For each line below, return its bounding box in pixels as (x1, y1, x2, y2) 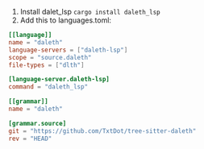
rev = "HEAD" (8, 135, 52, 143)
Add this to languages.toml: (19, 15, 111, 25)
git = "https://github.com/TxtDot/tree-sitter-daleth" (8, 126, 197, 135)
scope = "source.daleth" (8, 53, 92, 61)
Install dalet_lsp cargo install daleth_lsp (19, 7, 160, 16)
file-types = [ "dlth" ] (8, 60, 85, 69)
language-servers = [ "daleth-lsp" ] (8, 46, 128, 54)
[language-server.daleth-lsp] (8, 76, 110, 84)
